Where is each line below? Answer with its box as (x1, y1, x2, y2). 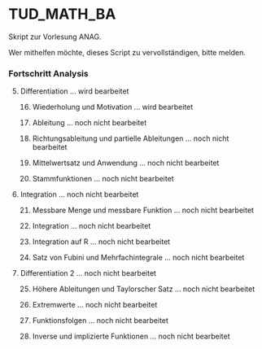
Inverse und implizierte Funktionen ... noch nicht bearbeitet (32, 331, 230, 342)
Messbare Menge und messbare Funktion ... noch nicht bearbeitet (32, 205, 255, 216)
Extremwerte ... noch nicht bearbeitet (32, 300, 158, 310)
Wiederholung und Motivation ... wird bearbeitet (32, 103, 194, 112)
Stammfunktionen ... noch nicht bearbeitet (32, 174, 174, 184)
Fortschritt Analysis (8, 68, 89, 79)
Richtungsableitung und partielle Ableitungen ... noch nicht (32, 133, 229, 143)
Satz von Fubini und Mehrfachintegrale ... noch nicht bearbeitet (32, 253, 245, 263)
